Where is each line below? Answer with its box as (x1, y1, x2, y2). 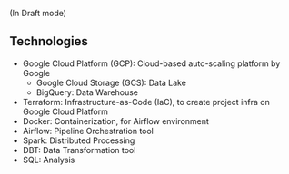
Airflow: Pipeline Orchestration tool (22, 125, 154, 136)
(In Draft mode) (9, 8, 66, 18)
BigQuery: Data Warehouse (35, 86, 139, 98)
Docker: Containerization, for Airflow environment (22, 115, 209, 126)
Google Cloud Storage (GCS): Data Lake (35, 77, 186, 88)
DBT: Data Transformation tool (22, 144, 136, 155)
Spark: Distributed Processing (22, 135, 135, 146)
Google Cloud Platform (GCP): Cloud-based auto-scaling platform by (22, 58, 281, 69)
